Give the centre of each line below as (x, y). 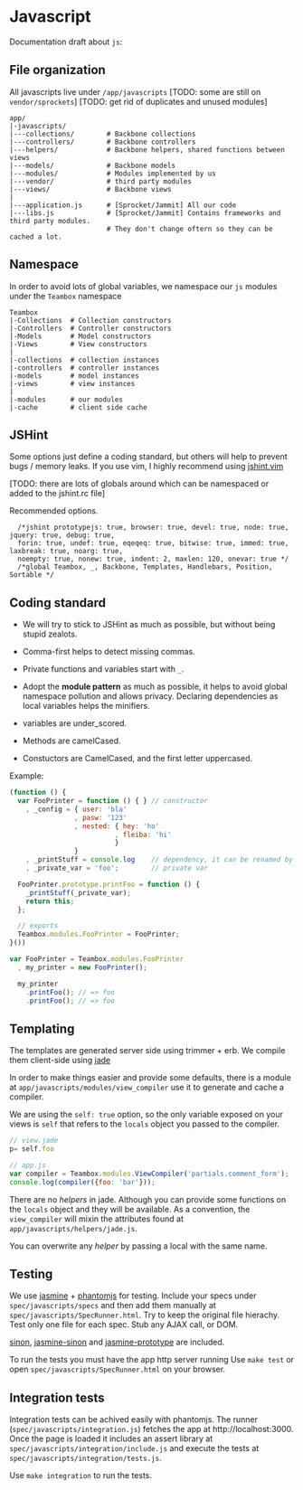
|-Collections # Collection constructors (90, 320)
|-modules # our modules (66, 400)
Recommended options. (54, 511)
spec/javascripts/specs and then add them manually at (113, 1306)
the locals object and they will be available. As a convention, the (130, 1209)
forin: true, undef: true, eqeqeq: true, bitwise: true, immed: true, (153, 543)
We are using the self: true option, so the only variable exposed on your (146, 1115)
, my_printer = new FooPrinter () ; (82, 967)
